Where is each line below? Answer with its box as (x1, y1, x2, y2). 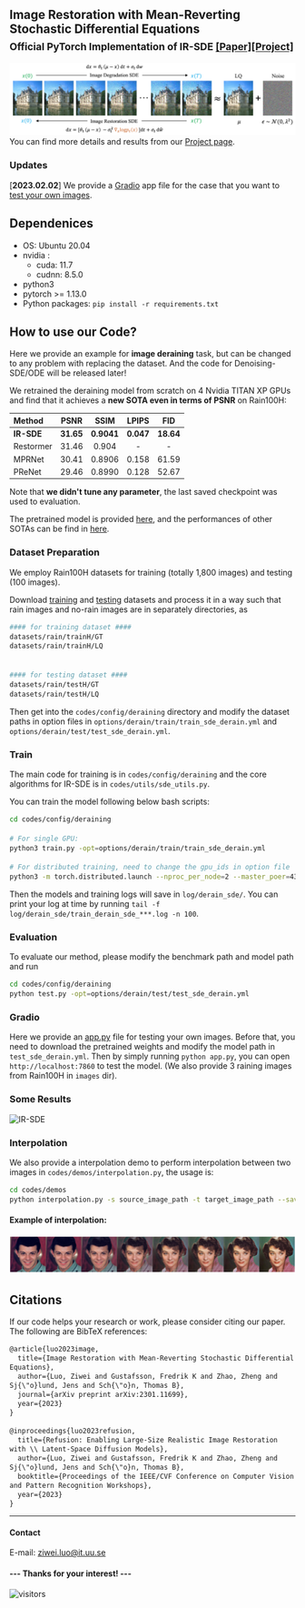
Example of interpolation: (9, 1214, 107, 1226)
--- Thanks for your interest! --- (9, 1568, 132, 1579)
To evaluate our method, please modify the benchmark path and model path (9, 951, 294, 962)
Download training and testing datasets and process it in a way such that (9, 594, 281, 605)
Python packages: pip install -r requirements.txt (22, 297, 220, 308)
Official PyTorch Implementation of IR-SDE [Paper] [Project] (9, 40, 294, 54)
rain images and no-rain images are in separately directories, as (9, 604, 248, 615)
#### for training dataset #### (9, 622, 132, 631)
